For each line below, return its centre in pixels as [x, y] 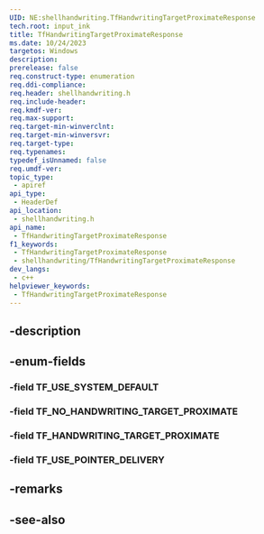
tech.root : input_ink [50, 26]
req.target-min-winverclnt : [62, 127]
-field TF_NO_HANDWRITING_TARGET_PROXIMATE [124, 411]
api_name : [28, 227]
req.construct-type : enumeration [72, 77]
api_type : [28, 194]
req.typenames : [38, 152]
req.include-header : [48, 101]
